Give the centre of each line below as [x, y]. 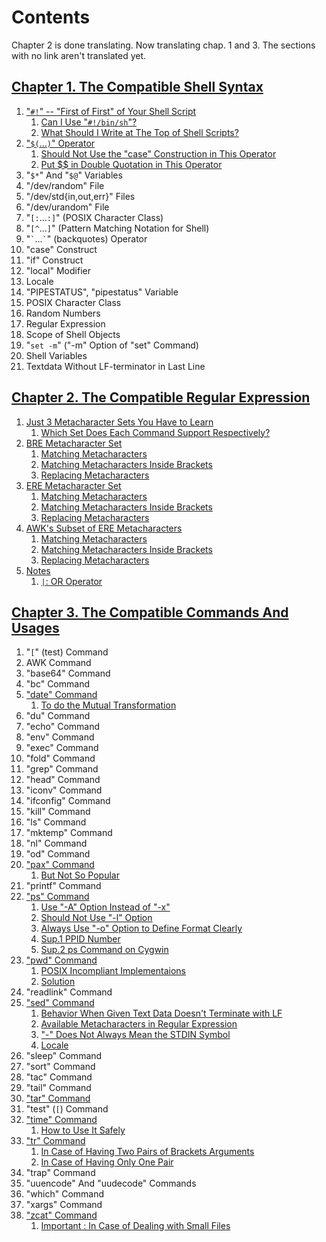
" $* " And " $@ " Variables [74, 175]
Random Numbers [63, 313]
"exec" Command [62, 748]
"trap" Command [60, 1173]
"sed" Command [60, 1003]
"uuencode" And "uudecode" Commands [111, 1183]
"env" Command [60, 737]
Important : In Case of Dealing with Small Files [135, 1226]
